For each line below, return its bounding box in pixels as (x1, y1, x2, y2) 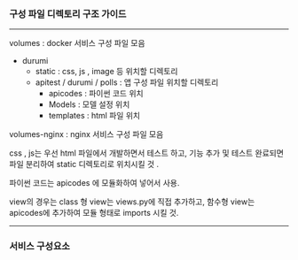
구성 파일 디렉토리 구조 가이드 (9, 7, 127, 19)
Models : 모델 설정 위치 (48, 99, 130, 110)
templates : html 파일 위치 (48, 111, 140, 121)
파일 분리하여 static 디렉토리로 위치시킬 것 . (9, 159, 160, 170)
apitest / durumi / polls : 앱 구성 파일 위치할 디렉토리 (35, 77, 219, 88)
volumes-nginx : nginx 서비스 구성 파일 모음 (9, 129, 164, 140)
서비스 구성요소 (9, 241, 71, 253)
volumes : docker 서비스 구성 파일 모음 (9, 38, 145, 49)
